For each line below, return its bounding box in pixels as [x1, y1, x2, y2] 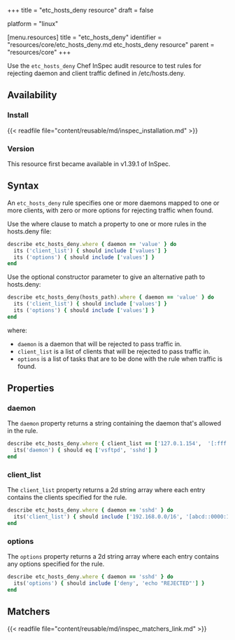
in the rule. [7, 427, 38, 435]
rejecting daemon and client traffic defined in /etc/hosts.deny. [7, 69, 185, 77]
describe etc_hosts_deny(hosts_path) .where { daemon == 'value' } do [7, 294, 215, 301]
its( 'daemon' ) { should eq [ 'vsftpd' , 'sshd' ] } [13, 447, 158, 454]
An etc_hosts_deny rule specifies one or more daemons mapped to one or [7, 198, 220, 207]
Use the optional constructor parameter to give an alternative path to [7, 273, 205, 281]
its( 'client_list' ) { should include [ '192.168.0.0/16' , [13, 513, 183, 521]
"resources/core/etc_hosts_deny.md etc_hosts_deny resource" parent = [7, 41, 215, 48]
